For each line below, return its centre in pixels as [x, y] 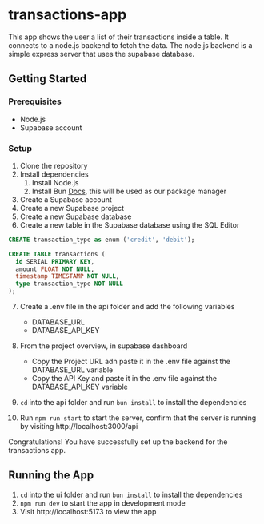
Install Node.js [55, 182]
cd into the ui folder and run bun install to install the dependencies [131, 494]
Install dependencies [54, 174]
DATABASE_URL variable [72, 370]
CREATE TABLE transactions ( [57, 254]
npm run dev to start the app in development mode [102, 503]
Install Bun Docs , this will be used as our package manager [129, 191]
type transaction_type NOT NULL [70, 284]
